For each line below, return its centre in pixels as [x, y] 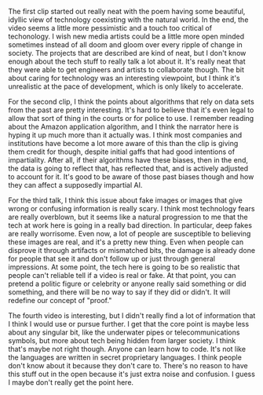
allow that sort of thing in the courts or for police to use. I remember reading [131, 118]
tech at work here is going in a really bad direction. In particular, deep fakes [130, 225]
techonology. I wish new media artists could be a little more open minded [126, 36]
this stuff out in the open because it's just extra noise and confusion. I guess [131, 374]
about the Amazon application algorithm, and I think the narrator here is [124, 126]
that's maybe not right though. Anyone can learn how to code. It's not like [127, 349]
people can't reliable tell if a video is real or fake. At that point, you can [122, 275]
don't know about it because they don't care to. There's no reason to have [128, 366]
